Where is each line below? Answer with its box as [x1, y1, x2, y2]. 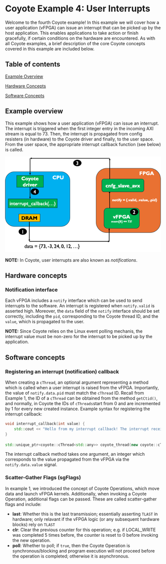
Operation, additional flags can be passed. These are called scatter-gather [5, 496, 157, 502]
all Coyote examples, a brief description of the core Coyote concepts [5, 40, 146, 46]
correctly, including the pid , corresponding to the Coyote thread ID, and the [5, 313, 159, 319]
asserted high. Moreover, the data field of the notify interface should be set [5, 308, 160, 314]
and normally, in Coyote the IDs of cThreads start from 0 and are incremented [5, 401, 161, 407]
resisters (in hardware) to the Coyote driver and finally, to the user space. [5, 136, 154, 142]
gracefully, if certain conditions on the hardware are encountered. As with [5, 35, 156, 41]
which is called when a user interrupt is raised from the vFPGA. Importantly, [5, 385, 159, 391]
